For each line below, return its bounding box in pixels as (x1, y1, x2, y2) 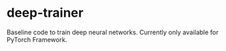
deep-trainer (6, 5, 84, 21)
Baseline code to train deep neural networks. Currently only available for (6, 28, 219, 36)
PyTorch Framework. (6, 35, 68, 43)
